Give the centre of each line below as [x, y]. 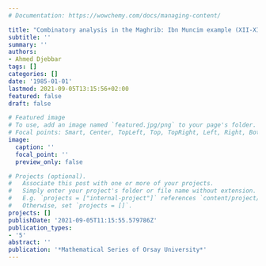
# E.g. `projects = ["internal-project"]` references [102, 199]
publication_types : [40, 228]
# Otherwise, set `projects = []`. [70, 206]
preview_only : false [49, 162]
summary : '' [28, 44]
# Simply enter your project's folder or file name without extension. [133, 191]
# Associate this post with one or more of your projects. [111, 184]
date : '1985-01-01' [40, 81]
